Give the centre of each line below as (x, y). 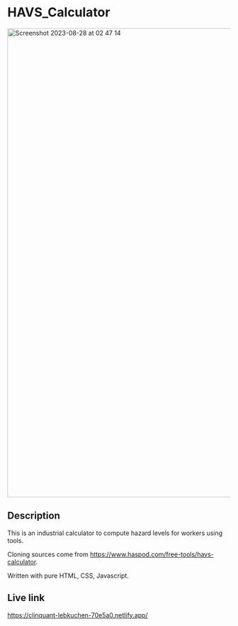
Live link (26, 598)
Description (34, 516)
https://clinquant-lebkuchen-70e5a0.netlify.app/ (78, 615)
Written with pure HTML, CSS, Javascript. (68, 576)
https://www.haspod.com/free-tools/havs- (152, 554)
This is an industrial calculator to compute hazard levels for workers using (115, 533)
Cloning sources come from (48, 554)
